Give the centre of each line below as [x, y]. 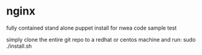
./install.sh [19, 46]
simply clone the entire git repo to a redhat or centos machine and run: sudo [101, 39]
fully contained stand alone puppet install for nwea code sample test [92, 28]
